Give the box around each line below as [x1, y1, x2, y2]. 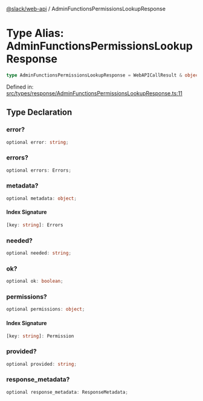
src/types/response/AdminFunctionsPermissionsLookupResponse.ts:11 [6, 89, 183, 96]
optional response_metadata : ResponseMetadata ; [6, 389, 129, 395]
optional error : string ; [6, 139, 69, 145]
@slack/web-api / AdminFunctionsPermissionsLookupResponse [6, 5, 166, 12]
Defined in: [6, 83, 34, 90]
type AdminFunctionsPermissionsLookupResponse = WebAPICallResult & [6, 72, 182, 78]
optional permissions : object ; [6, 306, 85, 312]
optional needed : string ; [6, 250, 71, 257]
